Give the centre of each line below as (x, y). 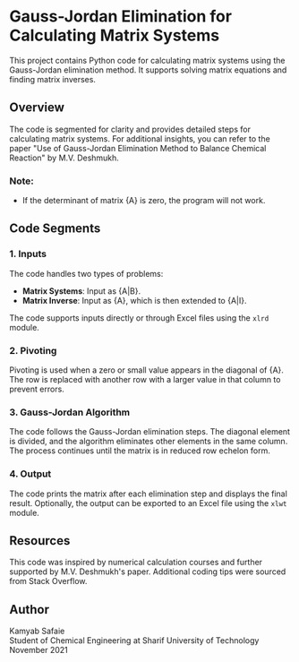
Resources (40, 541)
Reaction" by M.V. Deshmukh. (64, 158)
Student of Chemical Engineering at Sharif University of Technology (134, 641)
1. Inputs (28, 254)
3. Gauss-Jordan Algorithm (70, 412)
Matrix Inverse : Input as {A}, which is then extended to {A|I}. (134, 300)
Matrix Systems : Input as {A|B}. (81, 291)
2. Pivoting (33, 350)
